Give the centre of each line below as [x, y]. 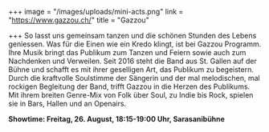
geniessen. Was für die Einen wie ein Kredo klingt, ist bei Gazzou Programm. [135, 44]
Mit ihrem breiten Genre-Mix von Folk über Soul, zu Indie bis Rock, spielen [131, 95]
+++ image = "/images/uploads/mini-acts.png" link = [96, 12]
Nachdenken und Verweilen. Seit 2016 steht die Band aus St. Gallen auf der [132, 61]
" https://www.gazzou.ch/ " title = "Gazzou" [79, 20]
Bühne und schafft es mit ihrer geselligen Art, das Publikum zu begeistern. [131, 70]
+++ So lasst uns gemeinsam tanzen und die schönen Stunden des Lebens [132, 36]
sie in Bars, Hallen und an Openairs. [67, 104]
